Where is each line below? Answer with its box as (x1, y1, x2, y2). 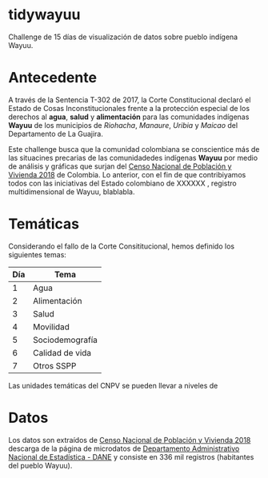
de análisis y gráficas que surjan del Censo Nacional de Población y (8, 161, 232, 171)
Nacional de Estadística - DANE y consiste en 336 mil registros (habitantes (8, 452, 254, 461)
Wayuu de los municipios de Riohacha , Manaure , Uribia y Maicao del (8, 120, 238, 129)
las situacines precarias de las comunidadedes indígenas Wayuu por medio (8, 153, 258, 162)
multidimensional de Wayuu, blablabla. (8, 186, 135, 197)
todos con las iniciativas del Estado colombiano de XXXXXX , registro (8, 178, 238, 188)
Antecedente (8, 69, 98, 87)
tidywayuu (8, 6, 81, 24)
